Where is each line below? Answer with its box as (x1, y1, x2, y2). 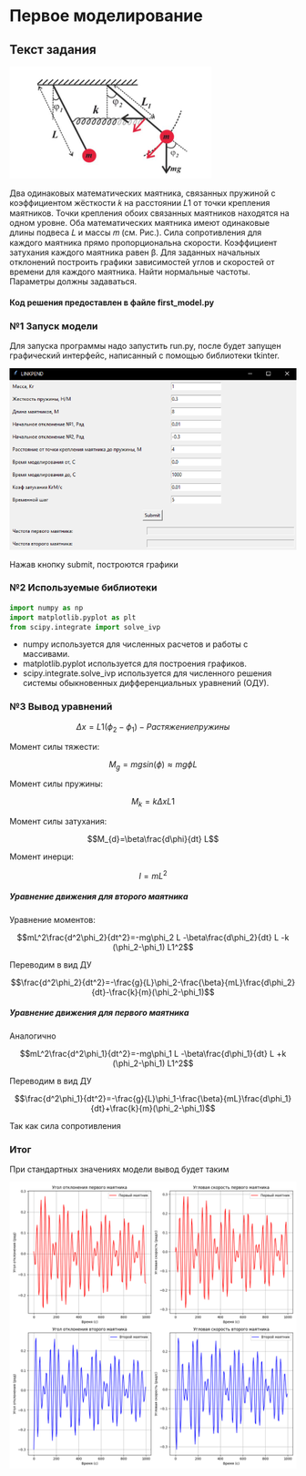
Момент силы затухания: (9, 816, 107, 827)
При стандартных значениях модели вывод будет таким (9, 1163, 229, 1175)
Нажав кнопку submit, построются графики (9, 559, 179, 569)
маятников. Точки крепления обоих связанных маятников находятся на (9, 208, 290, 219)
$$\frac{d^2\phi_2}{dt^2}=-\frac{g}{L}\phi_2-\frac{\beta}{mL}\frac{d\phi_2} (10, 977, 296, 988)
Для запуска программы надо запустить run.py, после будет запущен (9, 340, 281, 351)
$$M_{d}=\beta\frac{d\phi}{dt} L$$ (87, 834, 219, 845)
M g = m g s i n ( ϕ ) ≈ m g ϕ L (108, 758, 198, 772)
